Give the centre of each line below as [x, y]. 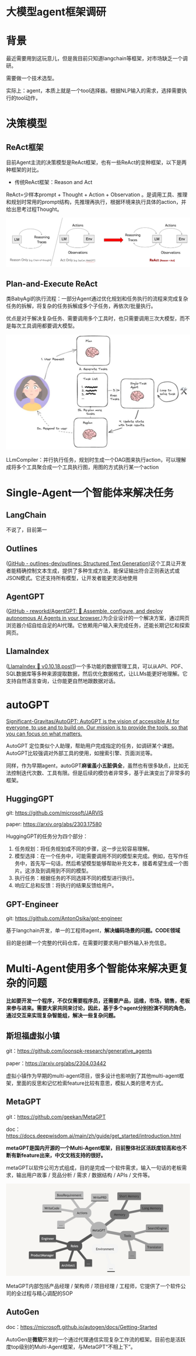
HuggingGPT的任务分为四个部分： [47, 836]
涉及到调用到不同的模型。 [61, 871]
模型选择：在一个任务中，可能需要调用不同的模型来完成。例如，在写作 [99, 856]
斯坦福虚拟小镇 [33, 1036]
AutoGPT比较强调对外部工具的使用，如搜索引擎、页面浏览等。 [81, 753]
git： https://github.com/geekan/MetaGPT [56, 1116]
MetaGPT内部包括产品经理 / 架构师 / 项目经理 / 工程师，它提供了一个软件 [93, 1286]
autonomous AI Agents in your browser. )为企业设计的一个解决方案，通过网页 [98, 618]
